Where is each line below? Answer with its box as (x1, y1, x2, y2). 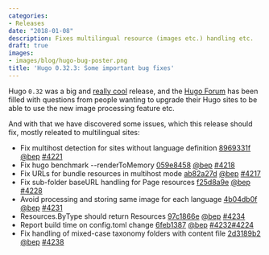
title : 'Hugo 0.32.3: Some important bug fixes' (8, 64, 175, 72)
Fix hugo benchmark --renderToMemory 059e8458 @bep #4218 (19, 160, 235, 170)
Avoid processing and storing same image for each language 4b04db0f (19, 194, 258, 204)
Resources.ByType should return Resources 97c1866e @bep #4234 (19, 211, 246, 221)
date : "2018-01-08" (8, 27, 74, 35)
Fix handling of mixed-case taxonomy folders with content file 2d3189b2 (19, 228, 262, 238)
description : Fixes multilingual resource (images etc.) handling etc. (8, 34, 254, 43)
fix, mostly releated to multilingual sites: (8, 127, 140, 137)
